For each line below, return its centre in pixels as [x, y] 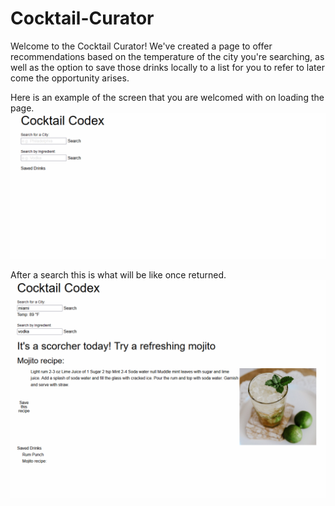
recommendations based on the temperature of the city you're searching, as [167, 56]
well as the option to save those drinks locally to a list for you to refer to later [167, 67]
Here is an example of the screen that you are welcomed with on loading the [167, 97]
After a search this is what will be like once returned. [118, 275]
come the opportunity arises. [70, 78]
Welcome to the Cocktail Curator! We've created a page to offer [141, 46]
